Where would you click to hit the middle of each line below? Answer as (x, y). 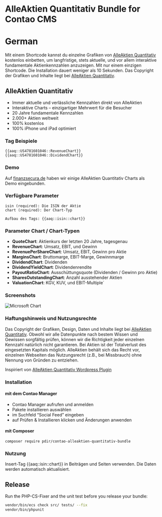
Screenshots (20, 295)
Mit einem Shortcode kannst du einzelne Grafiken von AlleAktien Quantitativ (81, 55)
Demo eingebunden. (25, 183)
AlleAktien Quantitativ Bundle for (73, 9)
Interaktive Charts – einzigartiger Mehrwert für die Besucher (72, 107)
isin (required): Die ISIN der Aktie (43, 206)
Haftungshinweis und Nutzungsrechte (51, 318)
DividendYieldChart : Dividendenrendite (52, 267)
